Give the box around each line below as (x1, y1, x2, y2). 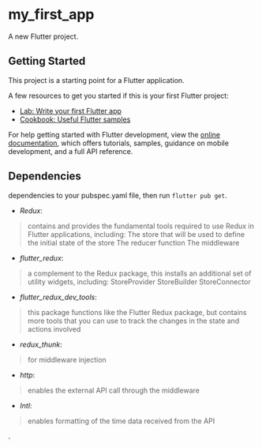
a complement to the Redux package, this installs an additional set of (27, 269, 252, 278)
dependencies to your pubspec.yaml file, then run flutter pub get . (8, 190, 227, 200)
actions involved (27, 324, 81, 333)
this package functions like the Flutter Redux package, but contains (27, 307, 247, 317)
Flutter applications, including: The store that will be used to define (27, 229, 245, 239)
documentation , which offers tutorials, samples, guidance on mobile (8, 138, 229, 148)
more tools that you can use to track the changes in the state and (27, 316, 240, 325)
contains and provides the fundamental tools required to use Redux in (27, 221, 255, 231)
